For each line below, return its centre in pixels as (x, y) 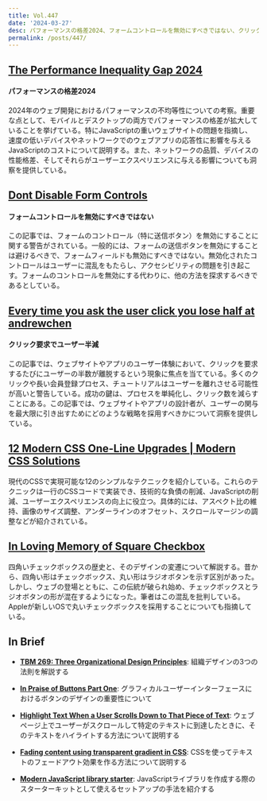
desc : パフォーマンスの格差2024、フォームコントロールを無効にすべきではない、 (123, 30)
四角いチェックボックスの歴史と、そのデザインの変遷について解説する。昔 (130, 567)
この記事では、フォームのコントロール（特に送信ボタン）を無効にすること (130, 236)
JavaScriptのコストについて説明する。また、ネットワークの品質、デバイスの (133, 150)
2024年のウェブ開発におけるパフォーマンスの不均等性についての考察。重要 (132, 110)
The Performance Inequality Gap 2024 (106, 70)
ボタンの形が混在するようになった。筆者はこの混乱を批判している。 (133, 596)
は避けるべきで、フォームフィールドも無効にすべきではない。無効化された (130, 256)
